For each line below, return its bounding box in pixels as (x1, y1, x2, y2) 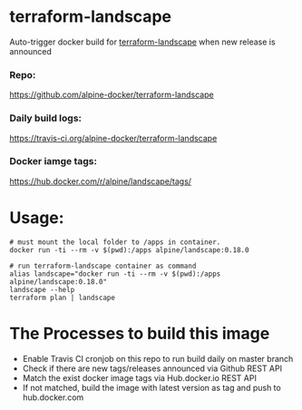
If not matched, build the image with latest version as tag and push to (22, 382, 281, 393)
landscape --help (9, 285, 75, 294)
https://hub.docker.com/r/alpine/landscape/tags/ (9, 175, 192, 187)
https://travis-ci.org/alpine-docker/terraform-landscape (9, 132, 218, 143)
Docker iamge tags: (9, 155, 98, 168)
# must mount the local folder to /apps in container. (9, 238, 221, 247)
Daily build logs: (9, 112, 83, 124)
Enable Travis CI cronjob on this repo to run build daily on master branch (22, 353, 294, 364)
